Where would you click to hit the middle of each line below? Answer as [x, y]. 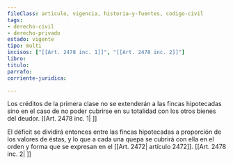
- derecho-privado [34, 33]
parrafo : [20, 71]
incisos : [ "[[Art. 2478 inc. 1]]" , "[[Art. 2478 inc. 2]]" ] [96, 53]
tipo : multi [24, 46]
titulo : [18, 65]
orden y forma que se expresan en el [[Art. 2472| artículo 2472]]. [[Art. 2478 [117, 147]
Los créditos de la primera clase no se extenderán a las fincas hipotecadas [114, 104]
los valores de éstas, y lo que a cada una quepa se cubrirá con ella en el [111, 139]
